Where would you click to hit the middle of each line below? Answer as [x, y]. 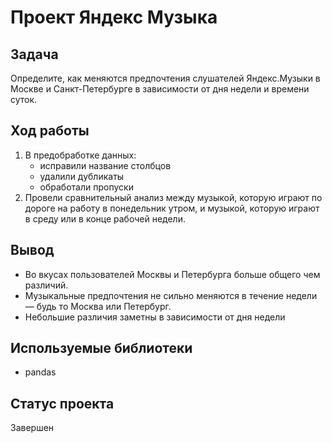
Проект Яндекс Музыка [114, 17]
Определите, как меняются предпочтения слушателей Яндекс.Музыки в [165, 78]
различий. [46, 285]
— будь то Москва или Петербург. [98, 306]
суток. [24, 99]
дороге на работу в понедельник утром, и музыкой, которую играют [172, 208]
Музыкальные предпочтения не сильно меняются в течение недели [171, 295]
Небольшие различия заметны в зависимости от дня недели [155, 317]
